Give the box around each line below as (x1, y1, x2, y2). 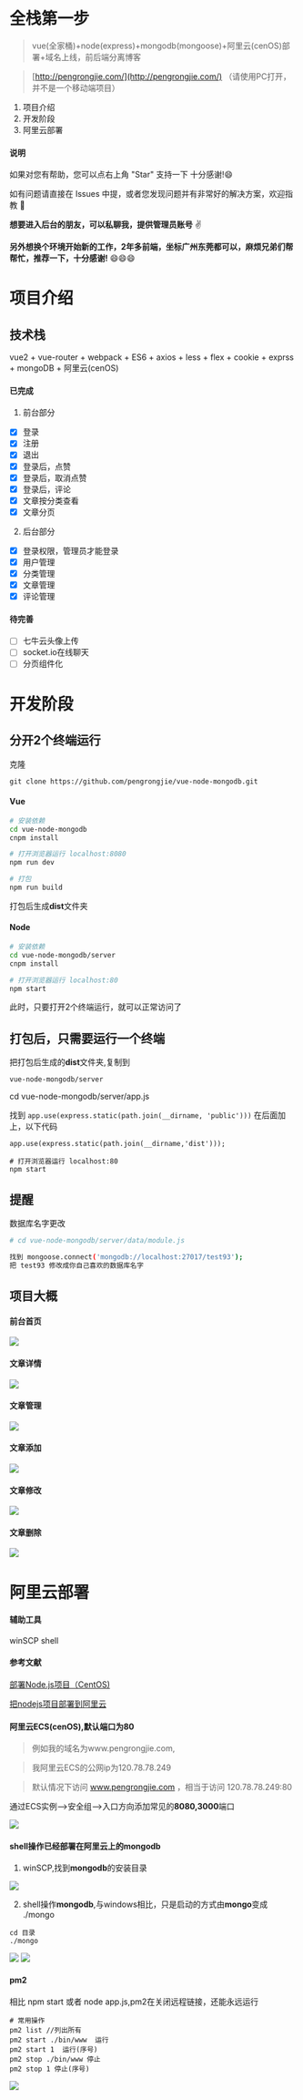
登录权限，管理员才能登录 (22, 545, 119, 556)
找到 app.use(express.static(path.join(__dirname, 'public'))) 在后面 (9, 1110, 278, 1121)
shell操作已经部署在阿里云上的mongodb (9, 1840, 161, 1851)
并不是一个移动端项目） (31, 82, 120, 93)
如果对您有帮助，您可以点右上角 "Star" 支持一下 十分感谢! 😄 (9, 169, 234, 180)
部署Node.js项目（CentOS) (9, 1678, 111, 1690)
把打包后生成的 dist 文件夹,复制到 (9, 1057, 130, 1068)
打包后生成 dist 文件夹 (9, 900, 88, 911)
